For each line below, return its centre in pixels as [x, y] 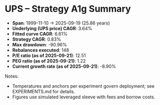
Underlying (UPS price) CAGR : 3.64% [52, 28]
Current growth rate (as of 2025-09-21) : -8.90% [64, 66]
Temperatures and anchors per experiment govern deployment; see [83, 86]
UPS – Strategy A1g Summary [68, 9]
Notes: [12, 76]
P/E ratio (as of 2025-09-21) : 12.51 [49, 55]
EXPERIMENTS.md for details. [44, 91]
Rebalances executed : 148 [41, 50]
